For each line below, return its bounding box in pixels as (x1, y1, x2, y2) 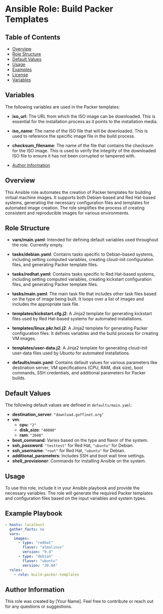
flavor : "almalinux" (22, 545, 64, 550)
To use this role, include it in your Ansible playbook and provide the (5, 485, 140, 491)
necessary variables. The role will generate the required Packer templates (5, 490, 153, 496)
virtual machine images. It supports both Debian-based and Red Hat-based (5, 194, 156, 200)
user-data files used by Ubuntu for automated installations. (12, 350, 130, 356)
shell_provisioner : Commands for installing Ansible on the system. (12, 458, 146, 464)
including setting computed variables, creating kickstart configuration (12, 276, 152, 282)
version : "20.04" (22, 563, 57, 568)
